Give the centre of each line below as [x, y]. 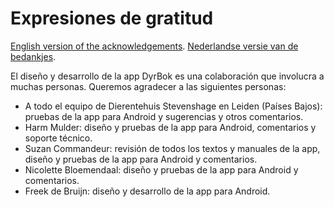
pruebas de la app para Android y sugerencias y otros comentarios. [164, 116]
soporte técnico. [58, 138]
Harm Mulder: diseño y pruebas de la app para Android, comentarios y [170, 127]
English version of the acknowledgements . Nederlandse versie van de [154, 46]
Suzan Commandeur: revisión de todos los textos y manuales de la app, [172, 148]
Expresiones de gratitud [112, 18]
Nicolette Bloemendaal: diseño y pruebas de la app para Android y [161, 169]
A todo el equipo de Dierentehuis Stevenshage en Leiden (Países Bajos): [173, 106]
